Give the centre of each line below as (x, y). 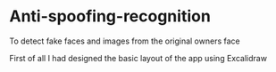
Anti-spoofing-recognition (110, 16)
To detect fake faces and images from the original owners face (125, 41)
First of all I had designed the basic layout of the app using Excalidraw (138, 58)
